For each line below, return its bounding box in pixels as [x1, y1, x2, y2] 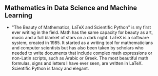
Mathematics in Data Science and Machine [4, 4, 138, 12]
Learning [4, 12, 33, 20]
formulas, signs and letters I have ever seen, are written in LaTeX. [11, 60, 143, 66]
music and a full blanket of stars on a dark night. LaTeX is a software [11, 34, 149, 40]
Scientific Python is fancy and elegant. [11, 65, 89, 71]
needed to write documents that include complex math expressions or [11, 50, 153, 56]
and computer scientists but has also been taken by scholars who [11, 45, 144, 50]
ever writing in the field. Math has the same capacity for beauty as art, [11, 29, 153, 35]
